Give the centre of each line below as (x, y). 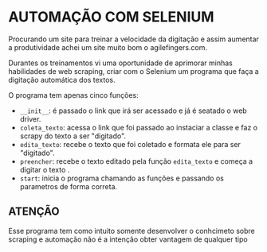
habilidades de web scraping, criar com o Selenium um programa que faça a (133, 71)
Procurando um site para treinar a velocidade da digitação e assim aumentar (133, 39)
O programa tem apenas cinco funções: (73, 95)
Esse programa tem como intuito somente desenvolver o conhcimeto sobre (132, 231)
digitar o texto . (45, 169)
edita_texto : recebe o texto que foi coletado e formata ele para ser (130, 144)
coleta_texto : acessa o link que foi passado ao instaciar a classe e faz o (138, 127)
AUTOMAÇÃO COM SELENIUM (111, 17)
